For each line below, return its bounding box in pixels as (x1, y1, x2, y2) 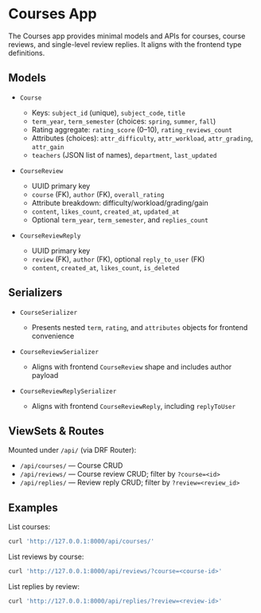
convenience (31, 331, 75, 340)
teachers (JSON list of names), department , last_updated (31, 150, 217, 159)
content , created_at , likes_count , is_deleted (31, 262, 180, 272)
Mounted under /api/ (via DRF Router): (8, 446, 137, 455)
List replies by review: (8, 581, 80, 591)
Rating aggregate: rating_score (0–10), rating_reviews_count (31, 124, 232, 134)
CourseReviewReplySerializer (19, 387, 117, 395)
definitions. (8, 48, 45, 57)
